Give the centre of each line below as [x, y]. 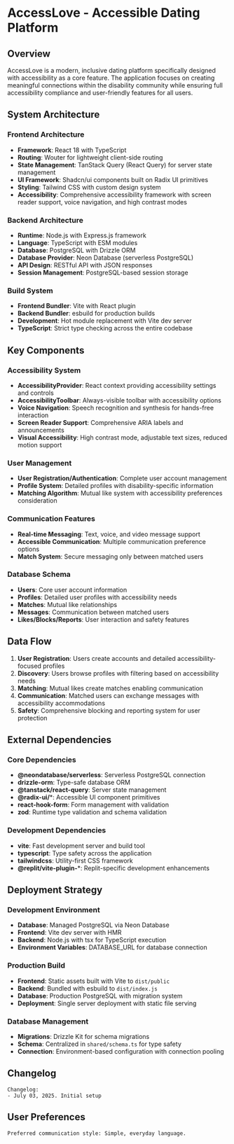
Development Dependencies [57, 830]
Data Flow [29, 642]
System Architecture [54, 114]
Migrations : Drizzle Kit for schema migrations [83, 1036]
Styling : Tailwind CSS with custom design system [89, 187]
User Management [40, 463]
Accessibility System [44, 370]
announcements [41, 430]
